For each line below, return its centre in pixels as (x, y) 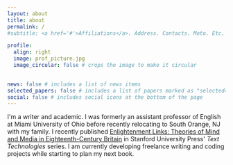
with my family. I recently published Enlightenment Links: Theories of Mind (113, 132)
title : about (26, 20)
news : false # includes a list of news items (74, 84)
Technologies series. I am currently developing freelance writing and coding (116, 146)
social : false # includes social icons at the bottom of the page (105, 97)
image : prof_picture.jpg (49, 59)
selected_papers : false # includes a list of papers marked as (101, 91)
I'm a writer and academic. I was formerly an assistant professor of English (114, 117)
